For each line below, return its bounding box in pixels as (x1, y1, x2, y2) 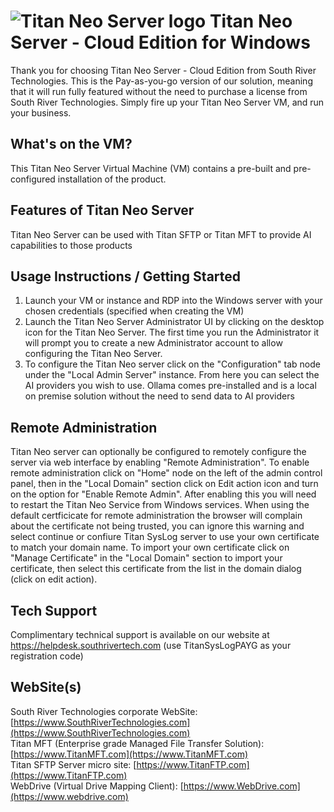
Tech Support (10, 602, 98, 619)
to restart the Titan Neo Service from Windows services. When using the (10, 499, 310, 511)
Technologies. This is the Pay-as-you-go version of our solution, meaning (10, 75, 313, 87)
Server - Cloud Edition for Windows (10, 31, 311, 54)
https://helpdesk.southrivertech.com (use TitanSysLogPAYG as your (10, 640, 292, 651)
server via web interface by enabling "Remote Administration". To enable (10, 456, 310, 469)
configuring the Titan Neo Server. (24, 348, 163, 360)
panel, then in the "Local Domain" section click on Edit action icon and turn (10, 478, 319, 490)
